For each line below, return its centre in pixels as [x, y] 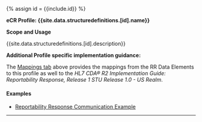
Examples [19, 93]
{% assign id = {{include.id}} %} [46, 9]
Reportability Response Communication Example [75, 107]
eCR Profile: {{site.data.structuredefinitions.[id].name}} [78, 20]
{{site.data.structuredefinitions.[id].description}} [66, 44]
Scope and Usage [29, 32]
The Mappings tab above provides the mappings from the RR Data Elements [100, 67]
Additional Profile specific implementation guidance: [74, 55]
